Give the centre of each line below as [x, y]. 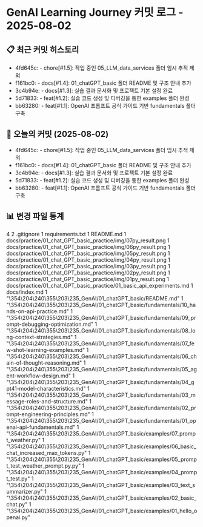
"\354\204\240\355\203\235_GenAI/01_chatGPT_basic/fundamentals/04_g [100, 382]
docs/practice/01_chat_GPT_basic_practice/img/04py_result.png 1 [88, 260]
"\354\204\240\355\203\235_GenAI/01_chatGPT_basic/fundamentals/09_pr [101, 317]
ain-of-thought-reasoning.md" [44, 363]
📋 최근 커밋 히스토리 [43, 49]
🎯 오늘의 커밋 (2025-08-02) [58, 134]
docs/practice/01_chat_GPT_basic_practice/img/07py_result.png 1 [88, 240]
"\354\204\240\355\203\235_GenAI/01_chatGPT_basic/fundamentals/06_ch [101, 356]
